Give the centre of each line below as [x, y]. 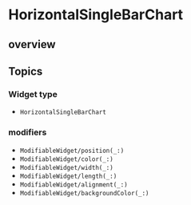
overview [32, 44]
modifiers [28, 132]
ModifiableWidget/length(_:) [68, 176]
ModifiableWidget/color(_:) [66, 159]
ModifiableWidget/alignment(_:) [74, 185]
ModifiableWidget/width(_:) [66, 167]
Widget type [33, 94]
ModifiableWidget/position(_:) [72, 151]
